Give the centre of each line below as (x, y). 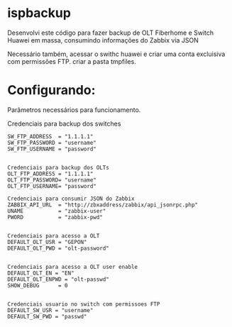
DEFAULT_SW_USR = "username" (50, 310)
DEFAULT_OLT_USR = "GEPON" (47, 242)
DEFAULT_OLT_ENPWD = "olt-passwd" (59, 279)
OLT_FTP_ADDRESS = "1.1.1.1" (50, 174)
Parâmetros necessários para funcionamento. (74, 110)
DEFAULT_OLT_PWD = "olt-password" (59, 248)
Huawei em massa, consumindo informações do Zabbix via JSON (103, 40)
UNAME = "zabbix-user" (57, 211)
